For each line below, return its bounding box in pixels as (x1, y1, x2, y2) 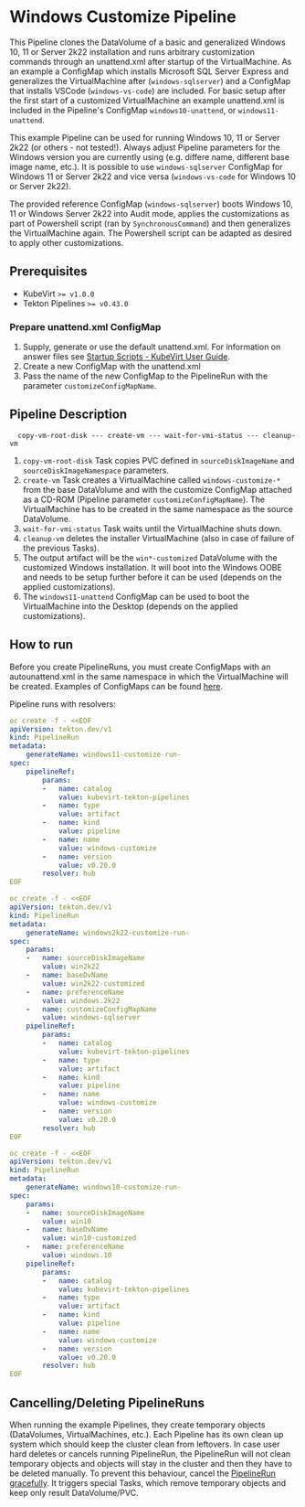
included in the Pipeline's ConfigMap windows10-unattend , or (9, 104, 237, 115)
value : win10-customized (42, 1234, 137, 1243)
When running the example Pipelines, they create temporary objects (9, 1419, 266, 1430)
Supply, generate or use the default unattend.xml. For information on (22, 341, 281, 353)
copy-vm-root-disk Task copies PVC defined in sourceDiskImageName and (22, 454, 295, 465)
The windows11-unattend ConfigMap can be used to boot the (22, 591, 249, 602)
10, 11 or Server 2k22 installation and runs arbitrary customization (9, 46, 256, 57)
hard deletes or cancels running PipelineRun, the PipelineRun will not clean (9, 1448, 291, 1459)
